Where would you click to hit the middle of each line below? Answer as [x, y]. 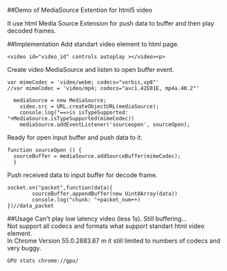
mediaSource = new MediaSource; [60, 100]
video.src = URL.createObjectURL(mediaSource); [89, 106]
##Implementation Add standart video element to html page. [93, 44]
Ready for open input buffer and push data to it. [75, 137]
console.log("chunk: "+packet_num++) [86, 200]
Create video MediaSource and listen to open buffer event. [91, 69]
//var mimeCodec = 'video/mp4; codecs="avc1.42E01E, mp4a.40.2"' [103, 88]
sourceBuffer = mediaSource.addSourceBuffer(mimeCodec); [97, 156]
